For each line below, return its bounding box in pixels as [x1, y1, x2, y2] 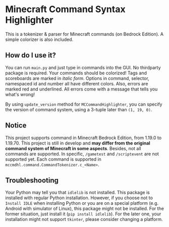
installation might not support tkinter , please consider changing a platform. [5, 216, 163, 222]
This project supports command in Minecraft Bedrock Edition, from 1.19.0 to [5, 134, 162, 141]
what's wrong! [5, 91, 35, 97]
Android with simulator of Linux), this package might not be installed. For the [5, 206, 164, 212]
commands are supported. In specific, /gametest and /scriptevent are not [5, 151, 159, 157]
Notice [5, 121, 27, 130]
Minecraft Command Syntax [5, 4, 126, 15]
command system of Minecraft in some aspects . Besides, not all [5, 145, 141, 151]
